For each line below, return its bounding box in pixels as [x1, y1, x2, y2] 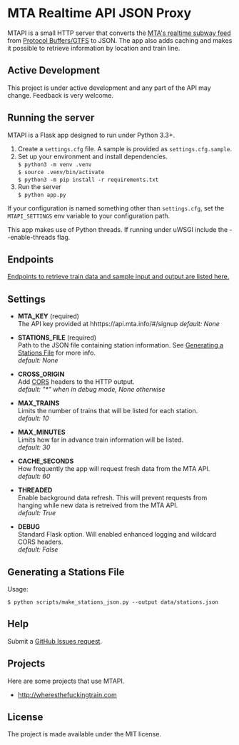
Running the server [7, 112, 95, 124]
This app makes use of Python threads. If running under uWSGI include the [7, 225, 228, 233]
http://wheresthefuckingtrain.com [17, 690, 117, 699]
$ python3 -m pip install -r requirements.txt [17, 176, 159, 183]
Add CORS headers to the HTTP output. [17, 377, 135, 386]
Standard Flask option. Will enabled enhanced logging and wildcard [17, 530, 217, 539]
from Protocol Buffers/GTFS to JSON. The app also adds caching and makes [7, 36, 233, 44]
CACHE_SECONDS [17, 457, 74, 465]
